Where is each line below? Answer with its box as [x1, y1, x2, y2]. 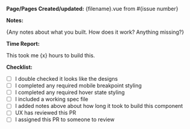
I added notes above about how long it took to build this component [14, 102, 183, 110]
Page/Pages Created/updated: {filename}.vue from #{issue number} [6, 5, 179, 12]
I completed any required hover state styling [14, 89, 125, 96]
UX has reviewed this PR [14, 109, 77, 116]
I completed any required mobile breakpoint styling [14, 82, 142, 89]
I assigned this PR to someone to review [14, 116, 115, 123]
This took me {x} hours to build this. [6, 52, 95, 59]
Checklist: [6, 63, 33, 71]
